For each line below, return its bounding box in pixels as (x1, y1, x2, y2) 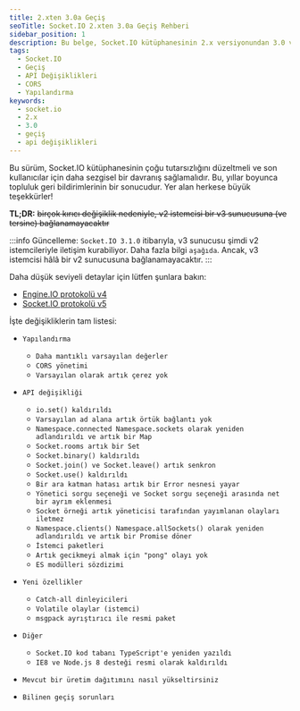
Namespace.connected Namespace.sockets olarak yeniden (35, 424, 244, 434)
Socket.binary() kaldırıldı (35, 451, 140, 461)
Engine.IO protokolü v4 (21, 288, 107, 300)
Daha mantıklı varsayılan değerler (35, 351, 168, 360)
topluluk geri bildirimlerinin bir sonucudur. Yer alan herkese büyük (9, 181, 252, 192)
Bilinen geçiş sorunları (21, 692, 115, 702)
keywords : (9, 96, 46, 106)
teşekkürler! (9, 190, 54, 201)
